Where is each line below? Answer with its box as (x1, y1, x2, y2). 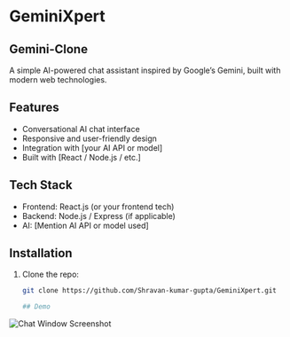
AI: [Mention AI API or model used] (21, 220, 149, 231)
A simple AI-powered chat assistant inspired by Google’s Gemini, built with (9, 65, 281, 75)
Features (9, 100, 59, 115)
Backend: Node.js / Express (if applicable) (21, 210, 176, 221)
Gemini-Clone (9, 42, 89, 57)
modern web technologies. (9, 74, 107, 85)
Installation (9, 246, 73, 261)
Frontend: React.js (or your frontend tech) (21, 201, 175, 212)
